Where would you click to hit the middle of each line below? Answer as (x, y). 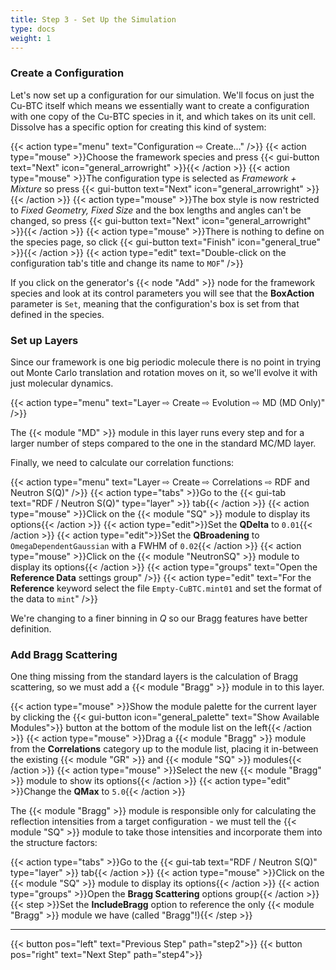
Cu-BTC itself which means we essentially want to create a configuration (160, 105)
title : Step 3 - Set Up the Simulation (93, 19)
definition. (31, 628)
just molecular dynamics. (62, 383)
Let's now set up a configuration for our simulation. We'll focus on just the (162, 95)
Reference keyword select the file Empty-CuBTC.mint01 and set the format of (166, 588)
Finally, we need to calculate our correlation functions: (122, 462)
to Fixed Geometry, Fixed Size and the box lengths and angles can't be (156, 210)
